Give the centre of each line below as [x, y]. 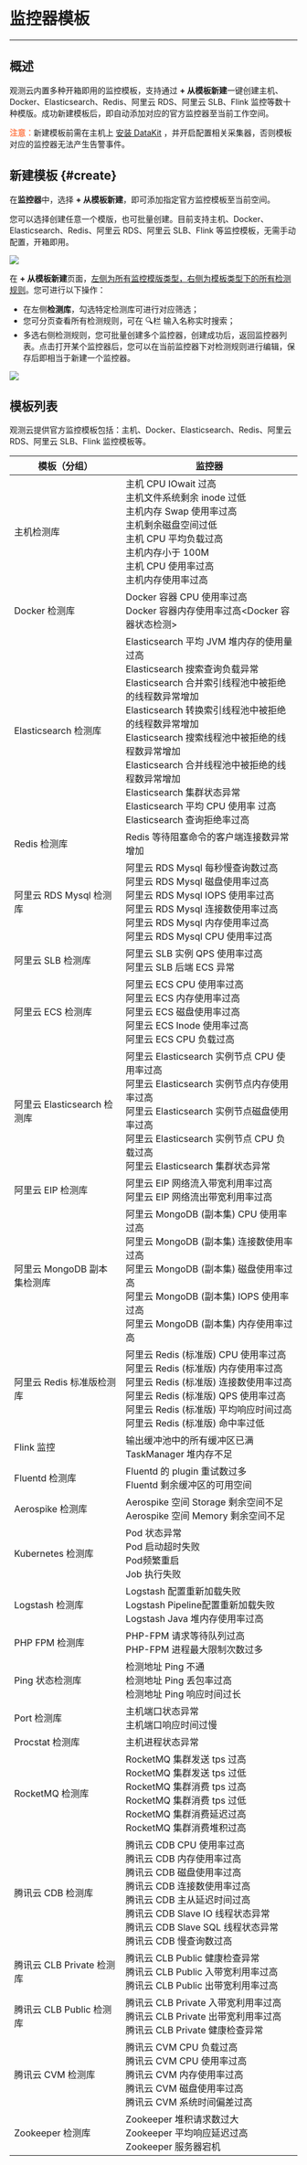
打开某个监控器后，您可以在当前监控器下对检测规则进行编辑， [171, 346]
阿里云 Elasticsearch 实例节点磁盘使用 [207, 1112]
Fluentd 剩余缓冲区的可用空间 [189, 1485]
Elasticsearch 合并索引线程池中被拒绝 [206, 683]
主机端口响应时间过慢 [171, 1725]
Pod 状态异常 [154, 1533]
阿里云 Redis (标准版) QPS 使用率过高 [206, 1396]
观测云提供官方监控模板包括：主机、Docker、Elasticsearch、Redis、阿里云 [151, 430]
